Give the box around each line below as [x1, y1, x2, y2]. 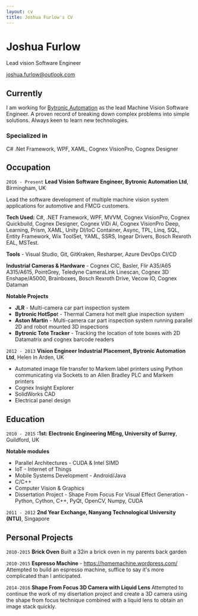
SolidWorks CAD [14, 390, 56, 398]
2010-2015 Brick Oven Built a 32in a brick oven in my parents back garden [6, 548, 187, 555]
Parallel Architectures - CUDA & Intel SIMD [14, 459, 120, 467]
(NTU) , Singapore [6, 515, 50, 523]
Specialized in [6, 132, 48, 140]
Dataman [6, 281, 29, 289]
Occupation [6, 162, 51, 173]
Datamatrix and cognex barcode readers [14, 336, 114, 343]
